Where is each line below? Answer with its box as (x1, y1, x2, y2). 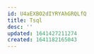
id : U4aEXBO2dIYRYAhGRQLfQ (7, 10, 87, 18)
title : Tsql (7, 17, 42, 24)
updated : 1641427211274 (7, 29, 78, 37)
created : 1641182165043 (7, 36, 78, 43)
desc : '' (7, 23, 33, 30)
